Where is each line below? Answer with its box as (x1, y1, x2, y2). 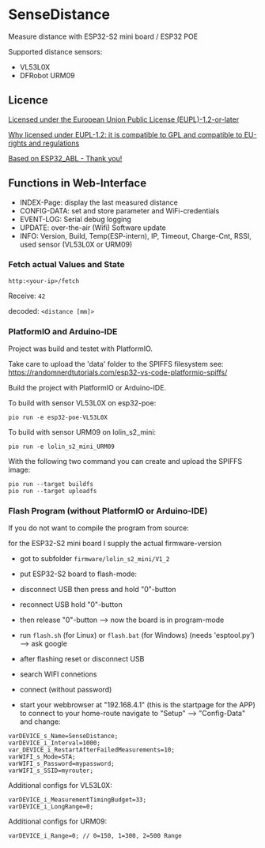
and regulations (28, 138, 80, 148)
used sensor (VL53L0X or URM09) (19, 239, 133, 249)
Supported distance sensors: (8, 47, 103, 56)
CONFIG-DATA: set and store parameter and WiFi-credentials (19, 205, 220, 215)
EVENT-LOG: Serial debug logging (19, 214, 132, 224)
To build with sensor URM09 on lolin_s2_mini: (8, 428, 157, 437)
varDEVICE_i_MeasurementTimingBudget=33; (8, 796, 147, 804)
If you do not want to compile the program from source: (8, 523, 190, 533)
